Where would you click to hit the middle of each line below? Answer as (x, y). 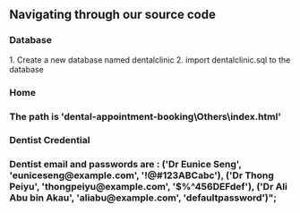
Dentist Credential (50, 141)
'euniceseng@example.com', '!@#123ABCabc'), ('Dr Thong (142, 175)
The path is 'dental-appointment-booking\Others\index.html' (146, 116)
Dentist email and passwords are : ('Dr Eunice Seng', (125, 165)
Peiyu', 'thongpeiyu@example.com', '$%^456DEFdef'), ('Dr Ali (149, 187)
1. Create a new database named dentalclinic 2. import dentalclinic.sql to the (150, 60)
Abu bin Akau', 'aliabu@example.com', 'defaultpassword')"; (143, 198)
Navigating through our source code (113, 15)
